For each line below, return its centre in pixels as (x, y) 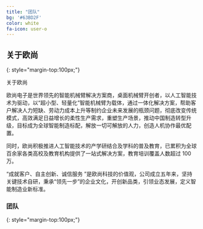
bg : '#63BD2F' (24, 18)
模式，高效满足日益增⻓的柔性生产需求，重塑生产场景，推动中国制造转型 (96, 118)
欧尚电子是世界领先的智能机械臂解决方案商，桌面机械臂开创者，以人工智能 (99, 95)
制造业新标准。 (30, 189)
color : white (23, 23)
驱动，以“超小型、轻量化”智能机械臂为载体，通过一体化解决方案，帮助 (104, 103)
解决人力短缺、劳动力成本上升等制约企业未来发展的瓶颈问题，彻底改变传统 (104, 110)
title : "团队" (23, 12)
